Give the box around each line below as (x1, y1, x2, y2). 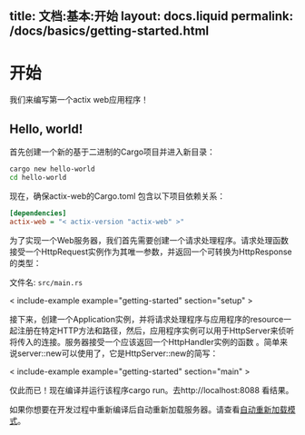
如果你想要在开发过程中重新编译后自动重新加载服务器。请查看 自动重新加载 (9, 403, 288, 415)
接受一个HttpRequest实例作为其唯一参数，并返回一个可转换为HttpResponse (9, 246, 292, 257)
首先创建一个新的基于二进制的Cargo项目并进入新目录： (9, 146, 216, 157)
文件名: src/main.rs (9, 276, 84, 288)
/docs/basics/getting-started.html (9, 24, 210, 39)
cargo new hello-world (9, 164, 95, 174)
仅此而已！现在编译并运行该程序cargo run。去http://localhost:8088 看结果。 (9, 384, 294, 395)
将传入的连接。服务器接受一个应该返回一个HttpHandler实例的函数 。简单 (9, 336, 280, 347)
